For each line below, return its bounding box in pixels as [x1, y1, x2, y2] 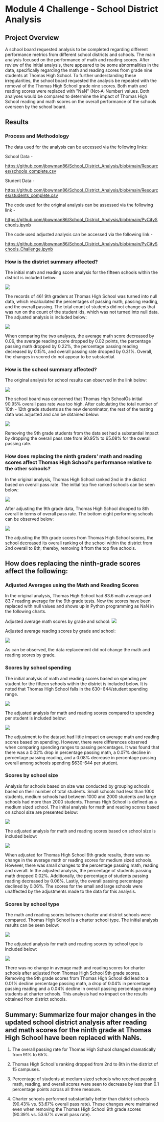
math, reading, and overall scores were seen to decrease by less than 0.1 [12, 1081, 159, 1087]
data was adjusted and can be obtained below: [5, 411, 99, 418]
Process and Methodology [5, 133, 70, 139]
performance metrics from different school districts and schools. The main [5, 52, 156, 57]
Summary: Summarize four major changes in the [5, 1010, 156, 1019]
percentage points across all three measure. [12, 1086, 101, 1092]
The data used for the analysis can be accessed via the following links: [5, 144, 148, 150]
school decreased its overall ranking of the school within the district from [5, 540, 153, 546]
